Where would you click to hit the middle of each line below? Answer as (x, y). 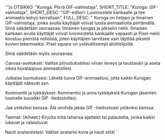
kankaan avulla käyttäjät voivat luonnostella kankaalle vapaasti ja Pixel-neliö (82, 33)
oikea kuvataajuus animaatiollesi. (39, 68)
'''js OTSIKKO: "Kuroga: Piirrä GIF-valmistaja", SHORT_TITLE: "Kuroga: (77, 7)
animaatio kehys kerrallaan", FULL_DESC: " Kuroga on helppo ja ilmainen (79, 18)
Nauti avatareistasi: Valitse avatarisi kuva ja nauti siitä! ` (61, 132)
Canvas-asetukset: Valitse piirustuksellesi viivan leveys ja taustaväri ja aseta (83, 63)
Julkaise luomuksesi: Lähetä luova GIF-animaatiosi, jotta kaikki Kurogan (78, 78)
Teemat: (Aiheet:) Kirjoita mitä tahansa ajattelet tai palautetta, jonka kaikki (80, 117)
